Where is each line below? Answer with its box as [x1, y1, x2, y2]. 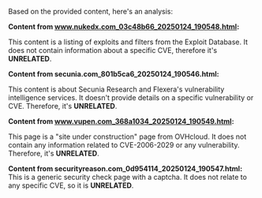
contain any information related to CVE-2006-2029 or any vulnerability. [8, 140, 240, 149]
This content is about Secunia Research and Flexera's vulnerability [8, 84, 225, 94]
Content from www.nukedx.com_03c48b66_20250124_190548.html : [8, 22, 240, 31]
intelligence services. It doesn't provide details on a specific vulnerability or [8, 93, 254, 102]
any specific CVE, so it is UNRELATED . [8, 181, 134, 190]
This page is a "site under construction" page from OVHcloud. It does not [8, 132, 247, 141]
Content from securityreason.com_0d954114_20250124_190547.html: [8, 164, 243, 173]
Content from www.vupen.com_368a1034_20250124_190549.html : [8, 117, 234, 125]
